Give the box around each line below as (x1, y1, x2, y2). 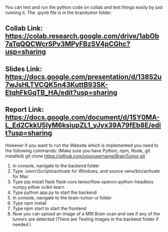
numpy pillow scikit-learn (12, 184, 64, 190)
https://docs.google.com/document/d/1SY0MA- (5, 113, 160, 122)
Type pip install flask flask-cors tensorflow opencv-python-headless (12, 178, 153, 185)
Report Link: (5, 105, 44, 114)
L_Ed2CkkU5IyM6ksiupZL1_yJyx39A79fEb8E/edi (5, 121, 161, 130)
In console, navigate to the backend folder (12, 163, 100, 169)
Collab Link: (5, 24, 43, 33)
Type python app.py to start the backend (12, 189, 97, 195)
